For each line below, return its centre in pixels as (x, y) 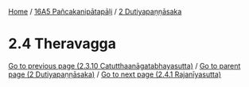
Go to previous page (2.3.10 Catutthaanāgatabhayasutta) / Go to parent (124, 65)
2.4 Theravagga (62, 44)
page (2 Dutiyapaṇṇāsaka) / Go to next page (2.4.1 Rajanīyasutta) (115, 74)
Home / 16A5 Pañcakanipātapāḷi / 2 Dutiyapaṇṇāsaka (95, 12)
